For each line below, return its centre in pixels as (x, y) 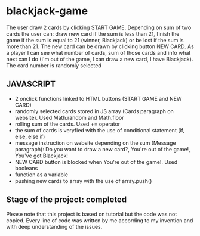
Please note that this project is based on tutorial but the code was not (92, 214)
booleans (26, 168)
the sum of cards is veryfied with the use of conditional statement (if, (100, 130)
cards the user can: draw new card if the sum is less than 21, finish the (93, 33)
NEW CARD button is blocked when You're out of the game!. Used (96, 162)
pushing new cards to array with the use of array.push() (83, 181)
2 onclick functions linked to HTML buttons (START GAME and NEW (98, 98)
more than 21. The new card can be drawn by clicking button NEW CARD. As (100, 46)
